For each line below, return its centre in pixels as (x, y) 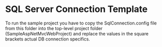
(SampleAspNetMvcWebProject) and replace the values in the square (77, 33)
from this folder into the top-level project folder (54, 28)
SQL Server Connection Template (76, 9)
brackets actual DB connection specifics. (48, 39)
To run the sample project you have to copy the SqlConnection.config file (81, 23)
